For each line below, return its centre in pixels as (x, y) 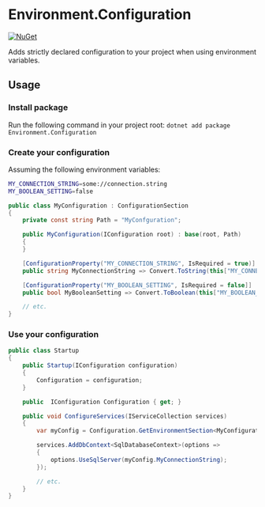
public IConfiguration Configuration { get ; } (102, 402)
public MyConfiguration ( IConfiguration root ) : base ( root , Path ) (132, 235)
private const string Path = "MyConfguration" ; (102, 220)
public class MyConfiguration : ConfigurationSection (99, 206)
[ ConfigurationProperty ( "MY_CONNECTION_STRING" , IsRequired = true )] (139, 263)
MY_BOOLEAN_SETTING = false (50, 191)
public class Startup (44, 351)
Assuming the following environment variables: (84, 169)
